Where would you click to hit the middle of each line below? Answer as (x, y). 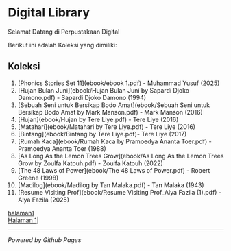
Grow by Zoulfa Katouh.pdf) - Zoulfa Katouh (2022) (90, 163)
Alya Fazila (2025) (44, 200)
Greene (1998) (38, 178)
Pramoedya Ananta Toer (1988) (62, 148)
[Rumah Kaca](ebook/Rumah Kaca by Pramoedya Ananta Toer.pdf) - (114, 141)
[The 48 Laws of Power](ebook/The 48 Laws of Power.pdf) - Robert (114, 170)
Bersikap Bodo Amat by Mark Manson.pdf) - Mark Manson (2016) (110, 112)
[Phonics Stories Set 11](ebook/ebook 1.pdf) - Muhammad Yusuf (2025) (119, 83)
